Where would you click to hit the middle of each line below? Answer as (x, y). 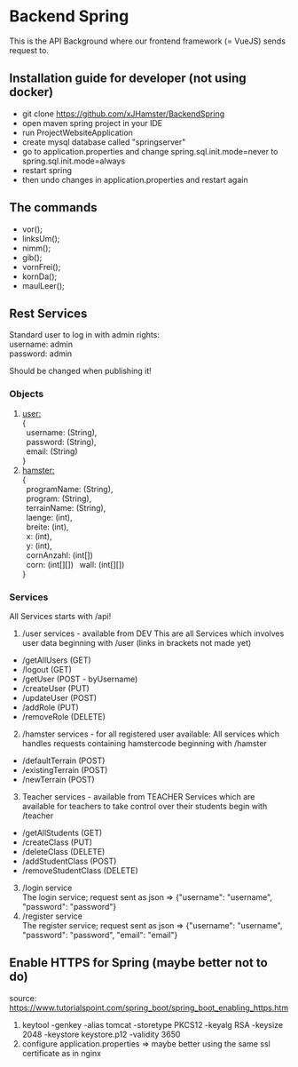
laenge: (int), (49, 517)
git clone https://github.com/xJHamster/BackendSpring (123, 114)
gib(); (32, 257)
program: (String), (59, 498)
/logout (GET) (47, 669)
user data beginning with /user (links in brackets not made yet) (137, 642)
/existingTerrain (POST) (65, 769)
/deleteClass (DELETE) (63, 851)
